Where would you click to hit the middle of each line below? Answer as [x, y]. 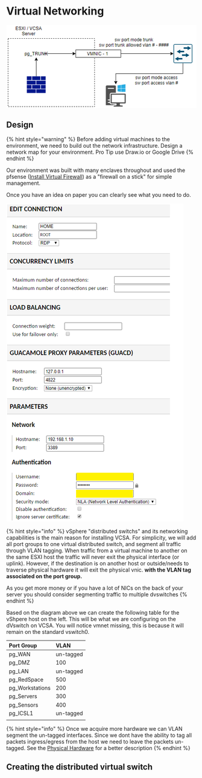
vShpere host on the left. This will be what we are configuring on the [91, 619]
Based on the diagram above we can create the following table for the [93, 613]
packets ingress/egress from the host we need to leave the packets [90, 741]
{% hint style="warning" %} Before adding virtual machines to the [88, 139]
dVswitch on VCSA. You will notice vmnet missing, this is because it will [95, 625]
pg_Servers [23, 696]
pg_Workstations [30, 688]
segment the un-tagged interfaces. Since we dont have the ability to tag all [99, 735]
